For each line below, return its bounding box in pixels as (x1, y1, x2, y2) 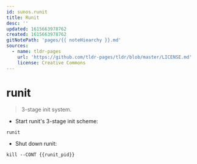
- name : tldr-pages (12, 49, 62, 55)
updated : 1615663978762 (6, 26, 67, 32)
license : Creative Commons (17, 60, 86, 66)
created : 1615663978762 (6, 32, 67, 38)
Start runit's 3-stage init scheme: (15, 118, 99, 125)
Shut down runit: (15, 140, 57, 148)
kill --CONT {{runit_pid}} (6, 152, 75, 158)
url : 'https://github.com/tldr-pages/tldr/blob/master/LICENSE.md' (17, 54, 192, 60)
